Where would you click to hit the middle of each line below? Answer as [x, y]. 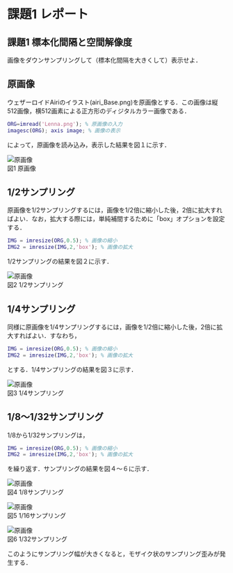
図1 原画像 [22, 168]
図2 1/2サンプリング [35, 285]
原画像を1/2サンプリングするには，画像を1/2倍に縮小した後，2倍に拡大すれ [115, 210]
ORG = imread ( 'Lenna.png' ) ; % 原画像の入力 [65, 124]
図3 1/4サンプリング [35, 393]
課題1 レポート [48, 14]
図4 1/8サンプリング [35, 492]
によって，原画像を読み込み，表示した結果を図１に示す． [89, 145]
